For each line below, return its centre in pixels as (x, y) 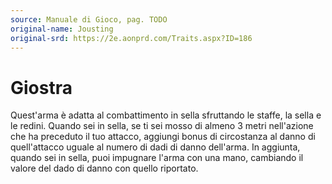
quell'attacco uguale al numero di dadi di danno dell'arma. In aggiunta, (155, 147)
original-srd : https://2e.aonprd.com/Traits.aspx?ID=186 (131, 38)
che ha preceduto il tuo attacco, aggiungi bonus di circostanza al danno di (163, 137)
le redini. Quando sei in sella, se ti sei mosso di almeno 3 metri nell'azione (162, 126)
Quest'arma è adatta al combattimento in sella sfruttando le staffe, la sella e (166, 115)
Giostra (41, 87)
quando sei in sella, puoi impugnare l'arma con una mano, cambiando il (157, 158)
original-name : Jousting (62, 29)
